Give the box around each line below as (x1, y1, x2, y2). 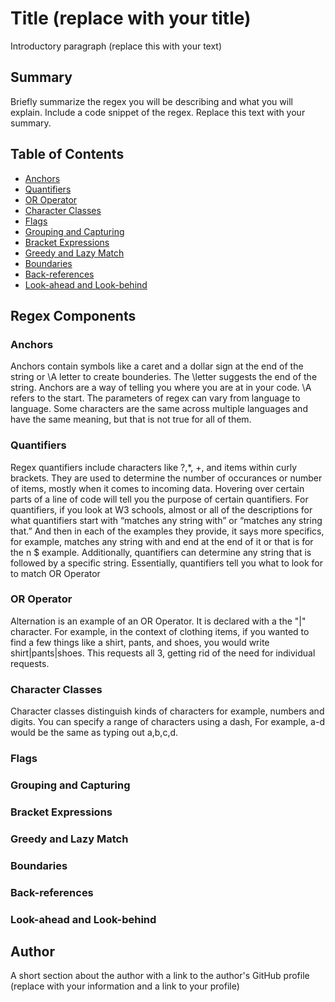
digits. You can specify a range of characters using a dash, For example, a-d (10, 716, 325, 728)
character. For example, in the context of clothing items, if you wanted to (10, 625, 310, 637)
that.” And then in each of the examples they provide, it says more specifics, (10, 525, 325, 537)
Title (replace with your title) (10, 7, 252, 30)
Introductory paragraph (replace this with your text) (10, 40, 223, 52)
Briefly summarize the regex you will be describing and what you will (10, 95, 293, 107)
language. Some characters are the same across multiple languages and (10, 403, 308, 415)
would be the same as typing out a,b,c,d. (10, 727, 179, 739)
